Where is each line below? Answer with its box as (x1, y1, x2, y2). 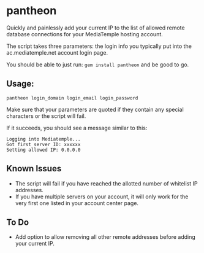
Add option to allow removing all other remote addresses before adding (15, 233, 196, 241)
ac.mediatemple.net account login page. (6, 49, 108, 56)
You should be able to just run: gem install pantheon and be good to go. (6, 61, 189, 68)
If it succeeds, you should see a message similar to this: (6, 124, 148, 131)
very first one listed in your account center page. (15, 199, 139, 206)
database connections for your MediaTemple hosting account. (6, 30, 164, 37)
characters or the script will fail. (6, 112, 86, 120)
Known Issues (6, 163, 62, 174)
